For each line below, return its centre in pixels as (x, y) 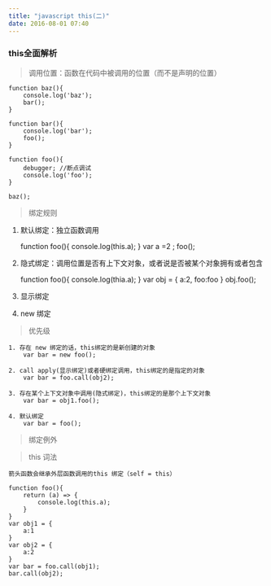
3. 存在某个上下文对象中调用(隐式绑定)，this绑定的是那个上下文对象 (110, 393)
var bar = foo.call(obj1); (54, 566)
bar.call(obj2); (36, 573)
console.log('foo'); (58, 175)
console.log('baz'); (58, 95)
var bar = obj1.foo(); (61, 400)
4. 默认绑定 (26, 416)
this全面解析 (33, 54)
